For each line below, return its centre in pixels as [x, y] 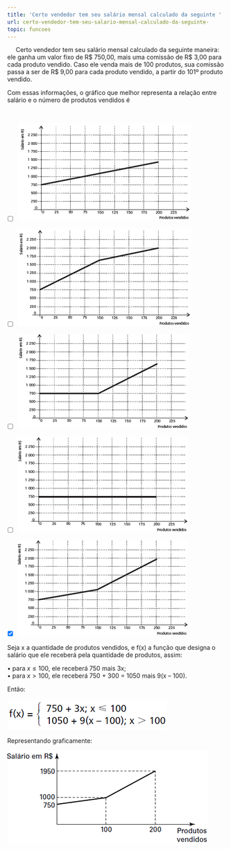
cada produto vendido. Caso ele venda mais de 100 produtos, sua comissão [115, 65]
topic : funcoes [29, 29]
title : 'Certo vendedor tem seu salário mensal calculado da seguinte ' [114, 15]
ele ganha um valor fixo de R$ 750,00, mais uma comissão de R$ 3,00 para [114, 57]
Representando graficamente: [50, 740]
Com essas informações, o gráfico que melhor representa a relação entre [112, 93]
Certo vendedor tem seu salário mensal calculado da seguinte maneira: [118, 50]
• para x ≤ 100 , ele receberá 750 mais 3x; [67, 668]
